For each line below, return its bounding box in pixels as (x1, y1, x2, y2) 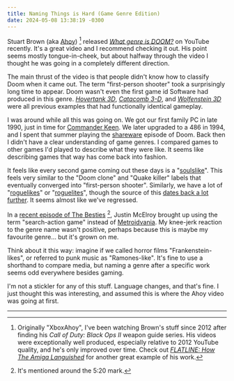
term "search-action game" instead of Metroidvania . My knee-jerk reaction (7, 217, 223, 226)
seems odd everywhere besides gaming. (7, 268, 124, 277)
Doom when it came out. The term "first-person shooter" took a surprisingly (7, 80, 225, 88)
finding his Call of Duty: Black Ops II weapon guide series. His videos (17, 330, 217, 339)
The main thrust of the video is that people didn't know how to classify (7, 72, 210, 81)
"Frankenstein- (169, 246, 212, 254)
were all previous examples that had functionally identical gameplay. (7, 102, 203, 111)
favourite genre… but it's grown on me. (7, 233, 119, 241)
